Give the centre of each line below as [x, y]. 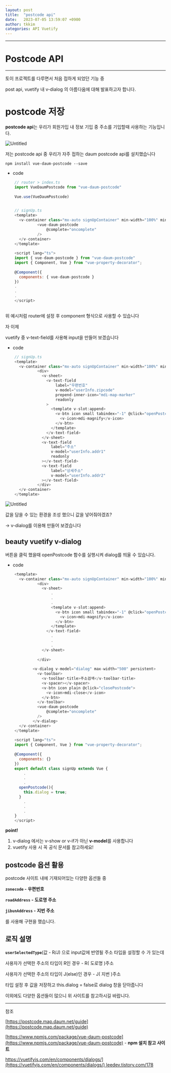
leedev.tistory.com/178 [130, 1065]
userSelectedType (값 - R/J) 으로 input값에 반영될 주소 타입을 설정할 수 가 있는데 [85, 952]
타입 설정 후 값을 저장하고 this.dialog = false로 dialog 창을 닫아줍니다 [74, 985]
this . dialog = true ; [45, 792]
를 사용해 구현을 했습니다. [31, 921]
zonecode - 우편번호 [25, 889]
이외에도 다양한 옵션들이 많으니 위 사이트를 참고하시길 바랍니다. [68, 996]
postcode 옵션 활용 [35, 865]
